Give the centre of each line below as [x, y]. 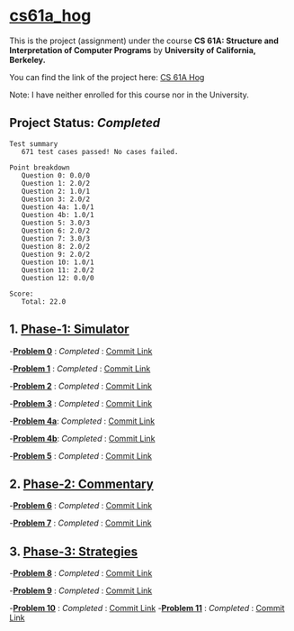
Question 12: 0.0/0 [58, 278]
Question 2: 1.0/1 [56, 191]
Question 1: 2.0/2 [56, 183]
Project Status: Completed [85, 123]
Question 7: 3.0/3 [56, 238]
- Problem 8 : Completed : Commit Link [81, 573]
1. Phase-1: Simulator [69, 329]
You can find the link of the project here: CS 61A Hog [107, 77]
